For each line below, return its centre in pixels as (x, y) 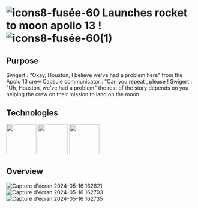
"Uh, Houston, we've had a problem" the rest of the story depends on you (97, 88)
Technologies (32, 113)
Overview (25, 171)
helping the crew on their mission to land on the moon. (73, 94)
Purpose (22, 60)
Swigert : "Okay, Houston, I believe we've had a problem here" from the (94, 75)
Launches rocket (145, 13)
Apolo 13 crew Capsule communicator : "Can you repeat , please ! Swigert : (99, 81)
